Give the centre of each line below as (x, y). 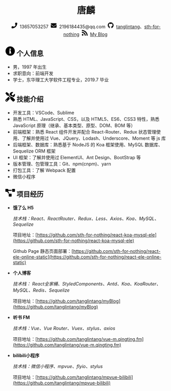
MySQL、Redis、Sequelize (41, 290)
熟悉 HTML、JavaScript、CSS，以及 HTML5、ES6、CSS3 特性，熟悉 (86, 119)
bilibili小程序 (26, 355)
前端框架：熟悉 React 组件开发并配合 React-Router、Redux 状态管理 (84, 132)
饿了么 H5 (23, 207)
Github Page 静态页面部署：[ (43, 251)
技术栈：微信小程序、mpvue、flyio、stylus (58, 366)
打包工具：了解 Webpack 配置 (44, 170)
